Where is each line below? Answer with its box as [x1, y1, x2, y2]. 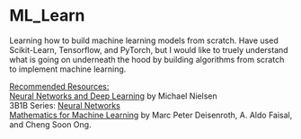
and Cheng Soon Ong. [9, 118, 92, 130]
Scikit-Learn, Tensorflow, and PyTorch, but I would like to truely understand [9, 44, 289, 55]
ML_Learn [9, 5, 85, 26]
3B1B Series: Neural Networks [9, 100, 121, 110]
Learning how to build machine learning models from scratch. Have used [9, 35, 279, 46]
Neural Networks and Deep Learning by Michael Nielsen [9, 91, 217, 101]
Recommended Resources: [9, 81, 110, 91]
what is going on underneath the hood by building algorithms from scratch [9, 54, 285, 65]
